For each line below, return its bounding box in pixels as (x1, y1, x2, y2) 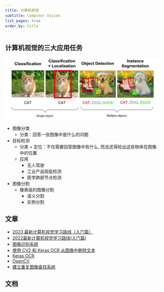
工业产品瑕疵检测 (27, 168, 62, 174)
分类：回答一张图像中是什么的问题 (19, 131, 89, 137)
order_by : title (5, 24, 38, 29)
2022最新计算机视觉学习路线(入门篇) (12, 235, 87, 241)
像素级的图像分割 (19, 187, 55, 193)
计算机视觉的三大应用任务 (5, 43, 82, 52)
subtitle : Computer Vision (5, 13, 60, 18)
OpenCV (12, 258, 30, 264)
